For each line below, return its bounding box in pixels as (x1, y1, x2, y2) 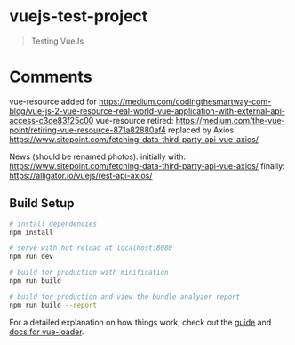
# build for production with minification (9, 269, 169, 277)
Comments (9, 67, 92, 87)
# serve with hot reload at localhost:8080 (9, 244, 173, 253)
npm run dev (9, 252, 53, 261)
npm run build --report (9, 301, 98, 309)
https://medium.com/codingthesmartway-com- (99, 96, 272, 107)
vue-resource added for (9, 96, 98, 107)
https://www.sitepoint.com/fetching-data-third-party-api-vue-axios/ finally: (9, 160, 286, 171)
